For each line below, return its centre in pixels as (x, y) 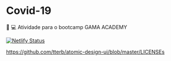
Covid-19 (29, 11)
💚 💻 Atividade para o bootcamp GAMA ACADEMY (67, 27)
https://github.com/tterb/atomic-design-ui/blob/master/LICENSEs (85, 52)
